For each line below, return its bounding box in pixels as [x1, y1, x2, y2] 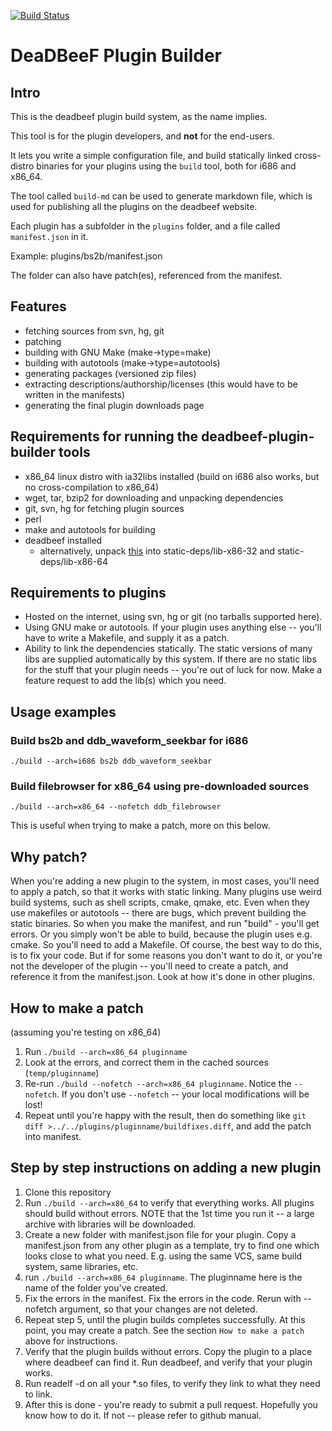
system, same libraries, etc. [24, 1260, 139, 1272]
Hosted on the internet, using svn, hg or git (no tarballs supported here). [24, 611, 323, 623]
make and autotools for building [24, 523, 156, 535]
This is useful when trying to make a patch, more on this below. [10, 820, 271, 832]
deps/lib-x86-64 [39, 555, 108, 567]
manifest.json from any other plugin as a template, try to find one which [24, 1239, 320, 1251]
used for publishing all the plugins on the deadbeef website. [10, 201, 258, 212]
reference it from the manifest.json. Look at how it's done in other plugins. [10, 971, 316, 983]
